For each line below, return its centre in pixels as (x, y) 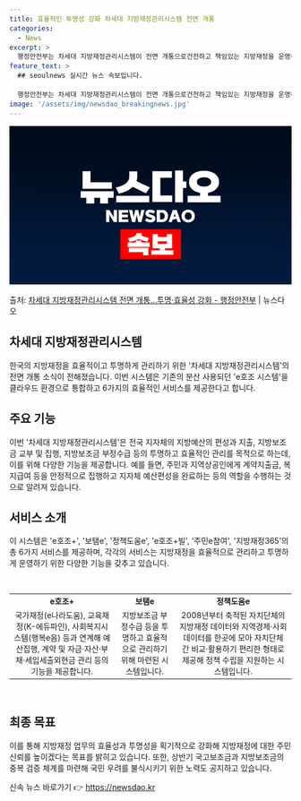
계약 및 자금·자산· (71, 649)
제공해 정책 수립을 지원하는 (229, 660)
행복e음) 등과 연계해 (66, 638)
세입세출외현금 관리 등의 (67, 660)
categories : (31, 28)
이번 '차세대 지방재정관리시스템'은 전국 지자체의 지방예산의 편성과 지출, (133, 442)
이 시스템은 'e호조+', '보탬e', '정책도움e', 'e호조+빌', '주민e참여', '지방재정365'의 (149, 541)
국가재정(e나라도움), (50, 616)
